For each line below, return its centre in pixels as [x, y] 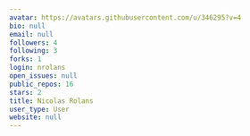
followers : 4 [33, 42]
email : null [31, 34]
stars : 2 [25, 92]
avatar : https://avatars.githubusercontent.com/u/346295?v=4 [125, 17]
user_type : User [39, 109]
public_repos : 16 [42, 84]
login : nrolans [37, 68]
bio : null [28, 26]
